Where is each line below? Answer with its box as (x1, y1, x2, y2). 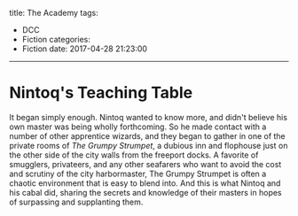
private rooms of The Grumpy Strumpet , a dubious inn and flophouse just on (9, 140, 288, 150)
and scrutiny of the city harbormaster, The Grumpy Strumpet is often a (9, 168, 267, 179)
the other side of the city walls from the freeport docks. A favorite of (9, 150, 259, 160)
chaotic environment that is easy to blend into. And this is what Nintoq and (9, 177, 281, 189)
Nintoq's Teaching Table (9, 83, 193, 103)
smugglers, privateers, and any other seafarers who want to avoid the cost (9, 158, 282, 169)
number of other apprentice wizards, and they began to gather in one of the (9, 130, 286, 141)
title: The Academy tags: (9, 8, 99, 18)
